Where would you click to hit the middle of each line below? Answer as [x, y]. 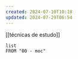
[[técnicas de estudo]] [33, 34]
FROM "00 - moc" [26, 51]
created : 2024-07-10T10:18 [39, 12]
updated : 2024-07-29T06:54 [39, 17]
